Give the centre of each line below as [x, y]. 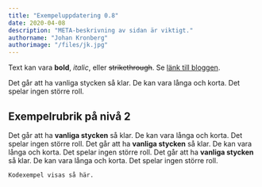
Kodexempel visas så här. [51, 175]
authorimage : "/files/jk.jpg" [58, 45]
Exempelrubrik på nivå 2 [69, 116]
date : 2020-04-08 [37, 23]
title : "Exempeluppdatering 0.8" [64, 15]
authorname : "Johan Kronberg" [58, 38]
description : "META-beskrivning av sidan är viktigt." [101, 30]
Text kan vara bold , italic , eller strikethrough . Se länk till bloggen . [114, 67]
